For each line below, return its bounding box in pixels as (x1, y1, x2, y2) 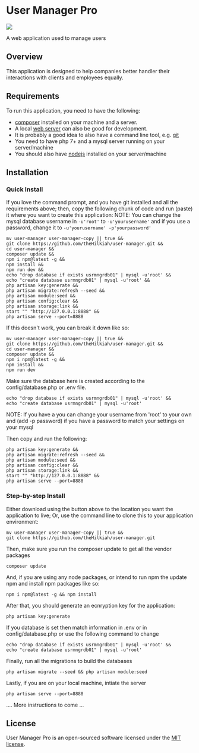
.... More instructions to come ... (6, 701, 84, 708)
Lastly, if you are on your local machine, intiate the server (6, 679, 147, 686)
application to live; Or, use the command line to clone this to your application (6, 512, 194, 519)
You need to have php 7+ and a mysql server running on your (14, 138, 165, 145)
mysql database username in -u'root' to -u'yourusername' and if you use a (6, 218, 191, 225)
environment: (6, 518, 39, 525)
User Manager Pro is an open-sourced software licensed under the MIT (6, 734, 181, 742)
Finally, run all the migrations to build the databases (6, 657, 132, 664)
